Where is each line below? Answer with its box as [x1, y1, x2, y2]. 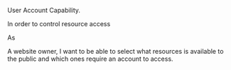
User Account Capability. [7, 6, 80, 14]
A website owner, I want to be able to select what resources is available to [7, 47, 224, 55]
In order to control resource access [7, 20, 111, 28]
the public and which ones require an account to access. [7, 54, 173, 63]
